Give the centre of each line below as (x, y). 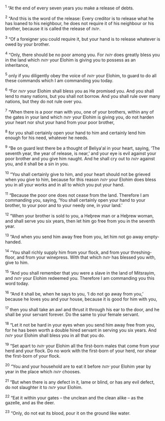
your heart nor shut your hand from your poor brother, (60, 122)
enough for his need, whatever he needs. (47, 138)
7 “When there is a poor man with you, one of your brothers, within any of (80, 111)
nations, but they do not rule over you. (44, 101)
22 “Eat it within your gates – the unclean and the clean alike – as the (74, 397)
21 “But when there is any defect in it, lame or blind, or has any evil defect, (80, 382)
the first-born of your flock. (33, 356)
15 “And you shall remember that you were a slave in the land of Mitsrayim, (80, 272)
